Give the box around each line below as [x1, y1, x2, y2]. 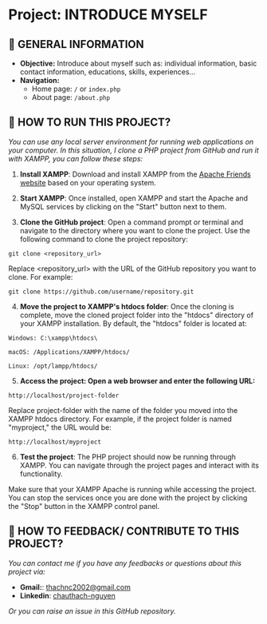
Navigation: [19, 76, 60, 85]
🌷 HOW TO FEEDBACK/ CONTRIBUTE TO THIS [8, 525, 240, 539]
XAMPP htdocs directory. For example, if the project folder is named [8, 414, 233, 423]
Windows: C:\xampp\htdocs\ [8, 334, 98, 342]
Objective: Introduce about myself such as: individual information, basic [19, 58, 257, 68]
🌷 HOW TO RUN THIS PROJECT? [8, 116, 171, 129]
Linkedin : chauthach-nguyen [19, 590, 116, 600]
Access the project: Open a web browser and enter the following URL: [19, 376, 256, 385]
